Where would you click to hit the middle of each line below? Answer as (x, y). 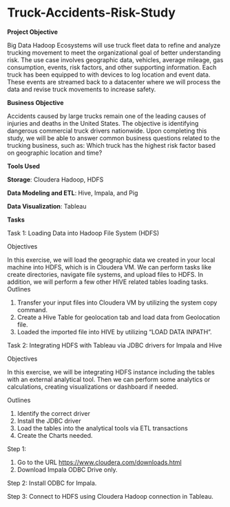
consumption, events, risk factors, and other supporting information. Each (112, 67)
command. (32, 309)
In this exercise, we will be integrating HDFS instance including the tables (111, 372)
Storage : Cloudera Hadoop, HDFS (55, 179)
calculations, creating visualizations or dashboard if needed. (93, 386)
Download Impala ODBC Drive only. (67, 469)
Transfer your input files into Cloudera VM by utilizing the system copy (117, 303)
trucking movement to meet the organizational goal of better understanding (114, 52)
